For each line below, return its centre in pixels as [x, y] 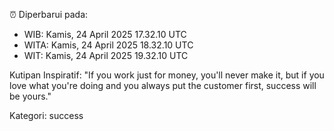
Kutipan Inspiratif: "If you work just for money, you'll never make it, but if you [167, 75]
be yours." [30, 96]
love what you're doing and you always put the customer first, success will [163, 85]
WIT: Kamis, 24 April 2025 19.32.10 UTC [106, 55]
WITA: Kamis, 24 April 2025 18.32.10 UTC [108, 45]
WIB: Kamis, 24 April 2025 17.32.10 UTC [105, 34]
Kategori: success [46, 115]
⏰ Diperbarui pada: [49, 14]
